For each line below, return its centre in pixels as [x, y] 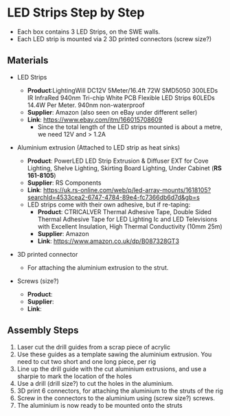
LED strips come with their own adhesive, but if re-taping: [109, 205]
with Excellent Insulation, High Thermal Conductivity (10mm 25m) [130, 226]
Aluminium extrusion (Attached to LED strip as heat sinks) [99, 147]
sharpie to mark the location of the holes [74, 376]
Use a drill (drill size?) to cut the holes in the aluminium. [95, 383]
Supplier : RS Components [64, 183]
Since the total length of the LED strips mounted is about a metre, [130, 127]
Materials [28, 61]
